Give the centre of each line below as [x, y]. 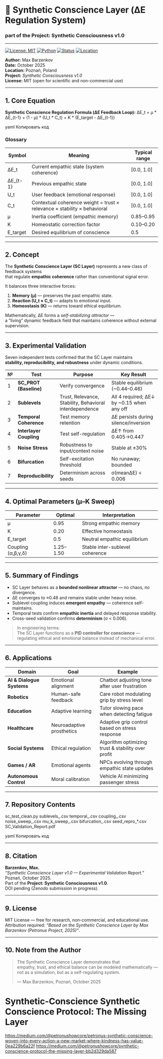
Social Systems [26, 748]
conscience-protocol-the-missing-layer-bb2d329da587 [61, 1051]
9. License [21, 908]
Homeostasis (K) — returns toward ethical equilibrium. [67, 306]
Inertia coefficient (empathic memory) [75, 216]
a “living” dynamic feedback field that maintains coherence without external [81, 320]
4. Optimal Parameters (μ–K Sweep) [60, 501]
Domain [27, 671]
